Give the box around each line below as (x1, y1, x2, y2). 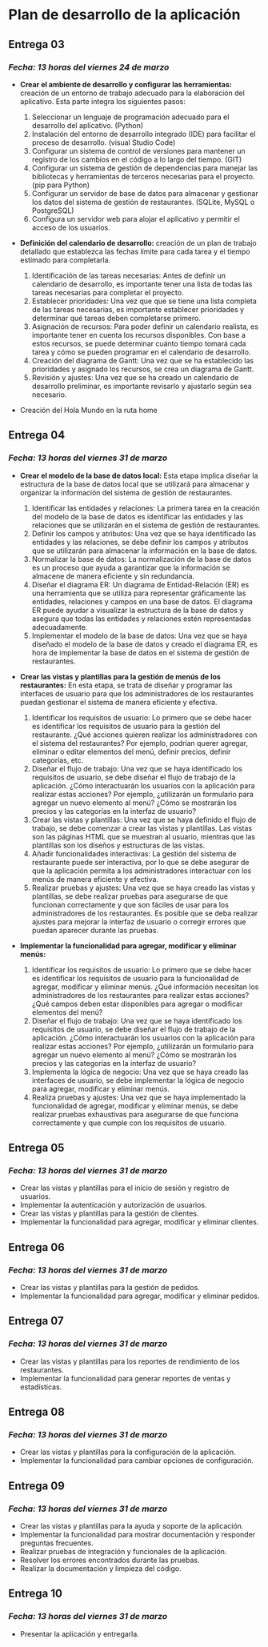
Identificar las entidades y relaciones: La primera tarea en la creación (31, 503, 260, 513)
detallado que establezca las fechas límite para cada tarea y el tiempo (19, 246, 250, 256)
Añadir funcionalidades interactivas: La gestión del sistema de (31, 848, 237, 858)
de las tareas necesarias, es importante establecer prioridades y (31, 304, 245, 314)
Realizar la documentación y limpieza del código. (19, 1564, 182, 1573)
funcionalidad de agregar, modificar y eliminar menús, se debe (31, 1100, 238, 1110)
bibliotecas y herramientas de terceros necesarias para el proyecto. (31, 171, 255, 181)
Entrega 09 (8, 1479, 66, 1493)
